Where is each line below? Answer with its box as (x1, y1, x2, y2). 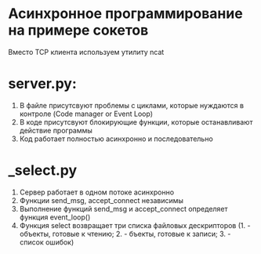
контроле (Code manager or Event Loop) (19, 109, 154, 118)
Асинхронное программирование (8, 5, 243, 23)
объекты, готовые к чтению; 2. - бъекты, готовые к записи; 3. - (19, 229, 231, 238)
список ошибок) (19, 237, 74, 247)
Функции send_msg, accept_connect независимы (19, 195, 184, 205)
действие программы (19, 125, 92, 135)
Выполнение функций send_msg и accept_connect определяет (19, 204, 229, 213)
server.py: (8, 75, 77, 93)
